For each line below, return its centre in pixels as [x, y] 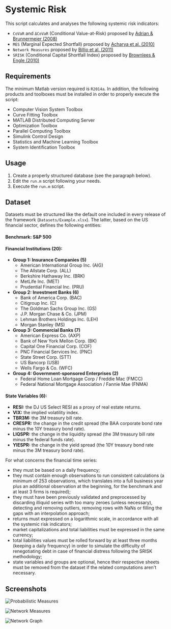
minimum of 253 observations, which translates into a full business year [88, 481]
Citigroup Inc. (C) [38, 303]
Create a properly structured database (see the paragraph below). [82, 175]
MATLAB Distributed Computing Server [54, 120]
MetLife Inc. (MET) [40, 281]
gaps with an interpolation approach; [51, 513]
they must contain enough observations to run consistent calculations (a [88, 476]
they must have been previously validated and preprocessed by [79, 497]
